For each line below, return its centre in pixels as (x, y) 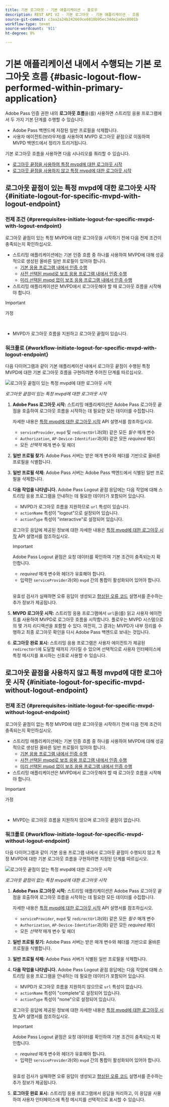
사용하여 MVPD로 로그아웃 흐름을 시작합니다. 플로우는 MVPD (82, 619)
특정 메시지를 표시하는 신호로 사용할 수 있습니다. (59, 655)
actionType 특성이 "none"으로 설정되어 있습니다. (68, 999)
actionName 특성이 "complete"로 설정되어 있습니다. (70, 993)
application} (31, 99)
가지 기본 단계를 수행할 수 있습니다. (50, 120)
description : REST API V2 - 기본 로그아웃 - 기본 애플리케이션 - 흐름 (72, 15)
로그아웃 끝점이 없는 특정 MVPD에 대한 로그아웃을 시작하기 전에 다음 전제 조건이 (83, 724)
